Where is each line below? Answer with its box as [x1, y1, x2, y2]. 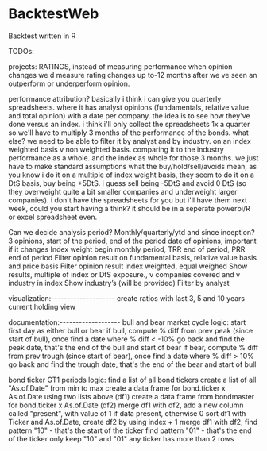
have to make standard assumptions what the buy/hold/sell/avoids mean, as [8, 161, 257, 171]
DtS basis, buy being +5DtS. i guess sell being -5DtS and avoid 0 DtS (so [8, 178, 247, 187]
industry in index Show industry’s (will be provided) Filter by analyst [8, 278, 230, 287]
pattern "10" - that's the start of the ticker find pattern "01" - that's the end [8, 426, 252, 435]
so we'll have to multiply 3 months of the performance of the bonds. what [8, 128, 249, 137]
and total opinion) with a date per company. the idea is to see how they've [8, 110, 250, 120]
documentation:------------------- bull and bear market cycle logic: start [8, 317, 246, 326]
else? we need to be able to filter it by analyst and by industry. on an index [8, 136, 252, 145]
